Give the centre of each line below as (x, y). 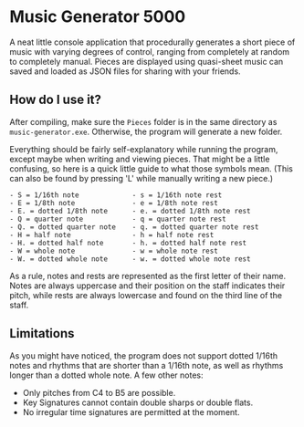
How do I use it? (56, 100)
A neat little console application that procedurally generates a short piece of (152, 42)
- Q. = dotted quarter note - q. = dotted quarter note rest (134, 227)
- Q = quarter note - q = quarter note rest (118, 219)
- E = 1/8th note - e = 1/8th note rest (114, 203)
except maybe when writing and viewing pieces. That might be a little (140, 159)
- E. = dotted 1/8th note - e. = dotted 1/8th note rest (130, 211)
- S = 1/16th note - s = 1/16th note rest (116, 195)
